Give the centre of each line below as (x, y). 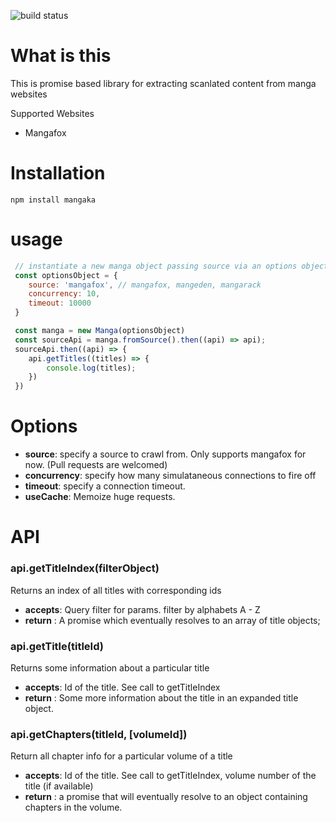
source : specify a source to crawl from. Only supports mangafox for (165, 454)
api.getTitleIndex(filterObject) (85, 568)
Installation (58, 173)
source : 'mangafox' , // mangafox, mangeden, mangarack (145, 285)
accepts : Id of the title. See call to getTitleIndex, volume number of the (170, 776)
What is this (61, 56)
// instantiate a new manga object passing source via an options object (171, 266)
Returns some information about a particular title (110, 667)
